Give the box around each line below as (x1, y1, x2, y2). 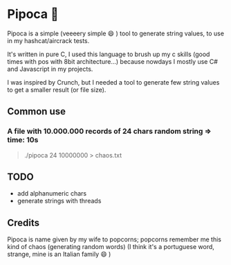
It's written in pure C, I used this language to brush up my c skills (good (7, 50, 210, 58)
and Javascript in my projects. (7, 65, 93, 73)
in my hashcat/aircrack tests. (7, 36, 90, 44)
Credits (7, 216, 40, 228)
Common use (7, 105, 66, 117)
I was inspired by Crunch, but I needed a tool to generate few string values (7, 78, 220, 86)
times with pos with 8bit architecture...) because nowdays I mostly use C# (7, 57, 218, 65)
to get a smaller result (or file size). (7, 85, 107, 94)
